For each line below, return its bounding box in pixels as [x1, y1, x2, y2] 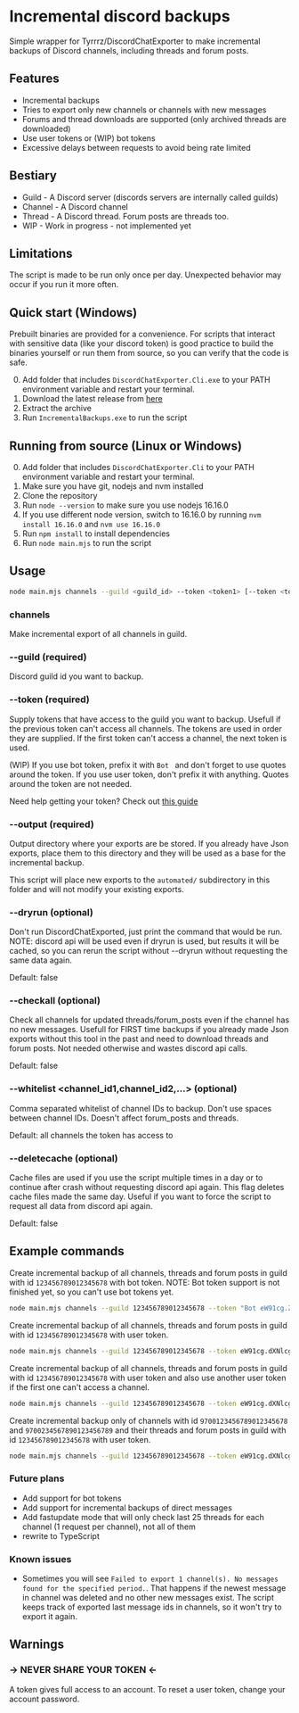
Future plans [9, 1472, 65, 1485]
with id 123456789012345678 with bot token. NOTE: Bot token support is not [9, 1277, 280, 1287]
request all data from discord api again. [9, 1201, 153, 1212]
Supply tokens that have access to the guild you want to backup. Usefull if [9, 714, 282, 724]
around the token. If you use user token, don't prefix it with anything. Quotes [9, 769, 289, 780]
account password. [9, 1693, 80, 1704]
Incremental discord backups [9, 6, 230, 27]
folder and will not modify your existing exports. [9, 883, 184, 894]
